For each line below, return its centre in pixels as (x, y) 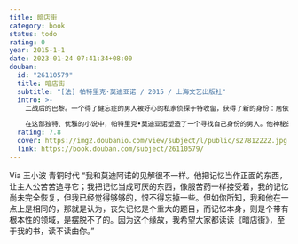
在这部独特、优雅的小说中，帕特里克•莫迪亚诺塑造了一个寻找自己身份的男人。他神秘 (156, 124)
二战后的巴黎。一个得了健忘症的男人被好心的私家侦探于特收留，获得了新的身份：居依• (159, 108)
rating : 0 (27, 42)
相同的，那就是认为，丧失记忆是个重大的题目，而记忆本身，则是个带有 (161, 209)
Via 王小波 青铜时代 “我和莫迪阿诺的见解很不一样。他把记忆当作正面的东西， (148, 175)
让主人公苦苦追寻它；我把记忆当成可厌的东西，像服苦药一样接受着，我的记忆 (149, 186)
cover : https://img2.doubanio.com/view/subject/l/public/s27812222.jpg (153, 141)
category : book (37, 26)
